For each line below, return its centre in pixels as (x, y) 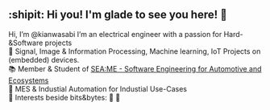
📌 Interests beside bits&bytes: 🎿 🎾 (64, 97)
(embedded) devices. (44, 59)
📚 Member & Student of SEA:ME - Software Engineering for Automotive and (135, 68)
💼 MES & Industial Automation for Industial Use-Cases (98, 88)
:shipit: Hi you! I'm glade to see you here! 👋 (118, 15)
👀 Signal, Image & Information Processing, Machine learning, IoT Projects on (135, 51)
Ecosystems (29, 80)
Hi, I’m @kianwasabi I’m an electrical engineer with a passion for (115, 34)
